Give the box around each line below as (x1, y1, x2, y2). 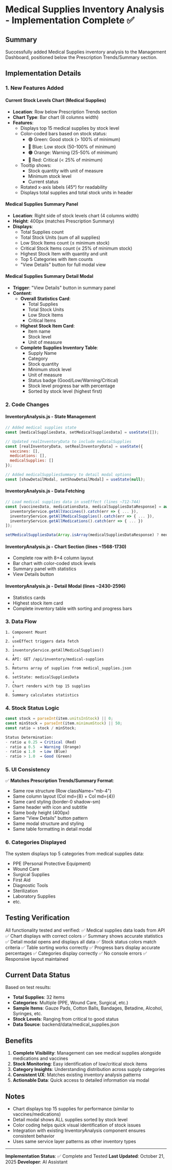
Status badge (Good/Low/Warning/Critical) (28, 377, 119, 383)
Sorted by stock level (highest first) (28, 388, 102, 394)
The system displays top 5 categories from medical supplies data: (5, 850, 144, 857)
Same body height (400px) (12, 810, 70, 816)
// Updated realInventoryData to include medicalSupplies (5, 439, 132, 444)
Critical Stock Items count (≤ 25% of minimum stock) (20, 245, 133, 251)
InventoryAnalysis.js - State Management (5, 414, 96, 420)
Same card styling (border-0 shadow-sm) (12, 799, 101, 805)
